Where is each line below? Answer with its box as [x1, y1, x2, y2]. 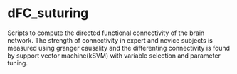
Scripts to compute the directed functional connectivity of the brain [7, 28, 205, 37]
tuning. [7, 58, 28, 67]
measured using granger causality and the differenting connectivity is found [7, 43, 230, 52]
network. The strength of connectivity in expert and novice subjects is [7, 36, 214, 44]
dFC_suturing [7, 5, 89, 21]
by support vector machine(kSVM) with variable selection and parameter [7, 51, 221, 60]
